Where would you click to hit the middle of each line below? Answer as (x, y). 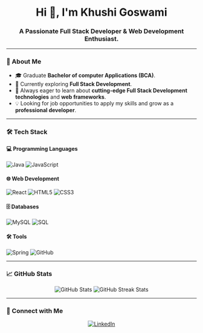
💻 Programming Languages (42, 149)
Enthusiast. (101, 39)
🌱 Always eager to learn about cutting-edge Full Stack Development (101, 90)
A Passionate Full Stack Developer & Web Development (101, 31)
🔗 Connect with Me (35, 311)
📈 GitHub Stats (29, 274)
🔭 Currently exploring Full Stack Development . (73, 84)
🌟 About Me (24, 62)
